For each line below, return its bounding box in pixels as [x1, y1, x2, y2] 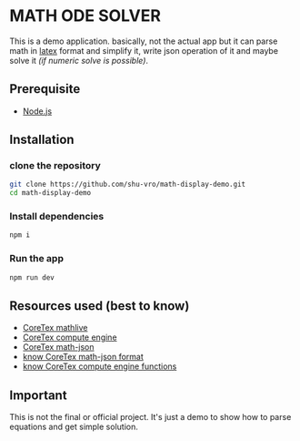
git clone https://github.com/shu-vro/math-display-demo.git [9, 179, 246, 190]
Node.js [22, 106, 53, 117]
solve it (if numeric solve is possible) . [9, 55, 148, 66]
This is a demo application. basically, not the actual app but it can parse [9, 36, 278, 46]
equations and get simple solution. [9, 421, 138, 433]
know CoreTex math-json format [22, 352, 144, 363]
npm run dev [9, 272, 55, 282]
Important [9, 387, 67, 403]
